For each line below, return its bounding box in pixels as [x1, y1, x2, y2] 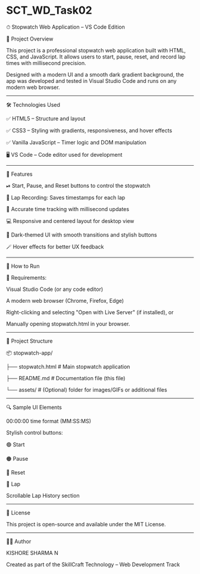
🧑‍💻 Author [6, 538, 32, 545]
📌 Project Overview [6, 35, 54, 42]
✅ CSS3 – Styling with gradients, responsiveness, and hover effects [6, 126, 173, 134]
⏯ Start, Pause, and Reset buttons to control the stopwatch [6, 182, 151, 189]
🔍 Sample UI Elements [6, 404, 62, 411]
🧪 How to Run [6, 262, 40, 269]
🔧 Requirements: [6, 274, 47, 281]
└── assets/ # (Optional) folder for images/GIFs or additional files [6, 386, 168, 393]
